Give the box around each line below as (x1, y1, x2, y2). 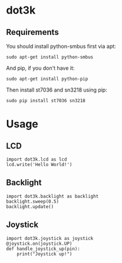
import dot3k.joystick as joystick (6, 235, 94, 241)
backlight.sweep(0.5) (6, 199, 60, 204)
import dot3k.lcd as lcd (6, 157, 67, 163)
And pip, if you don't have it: (6, 64, 75, 72)
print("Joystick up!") (17, 251, 72, 257)
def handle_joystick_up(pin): (6, 246, 81, 252)
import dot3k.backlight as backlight (6, 193, 99, 199)
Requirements (6, 27, 59, 37)
